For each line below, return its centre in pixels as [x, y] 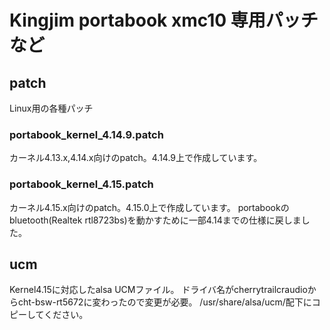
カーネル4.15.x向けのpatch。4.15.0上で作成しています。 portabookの [149, 207]
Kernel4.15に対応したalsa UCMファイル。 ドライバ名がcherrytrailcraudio [158, 290]
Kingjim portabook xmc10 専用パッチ [164, 20]
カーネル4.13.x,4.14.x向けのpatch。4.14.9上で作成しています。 [136, 158]
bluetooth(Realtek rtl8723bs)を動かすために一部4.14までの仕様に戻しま [155, 220]
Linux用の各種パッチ [51, 108]
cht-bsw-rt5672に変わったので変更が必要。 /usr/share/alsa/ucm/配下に [164, 302]
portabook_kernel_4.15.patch [81, 184]
